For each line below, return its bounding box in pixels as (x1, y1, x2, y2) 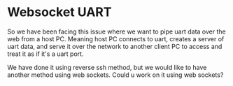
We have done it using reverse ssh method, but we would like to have (7, 63, 207, 71)
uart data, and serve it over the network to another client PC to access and (7, 42, 223, 50)
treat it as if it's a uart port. (7, 50, 84, 58)
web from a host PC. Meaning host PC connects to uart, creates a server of (7, 34, 225, 43)
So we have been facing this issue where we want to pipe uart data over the (7, 27, 226, 36)
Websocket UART (7, 4, 112, 20)
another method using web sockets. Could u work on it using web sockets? (7, 71, 224, 79)
